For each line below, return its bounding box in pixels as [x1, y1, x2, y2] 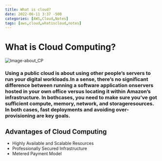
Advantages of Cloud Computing [5, 127, 107, 136]
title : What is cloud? [5, 7, 51, 12]
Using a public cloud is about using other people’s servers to [5, 70, 151, 77]
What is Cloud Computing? [5, 42, 116, 53]
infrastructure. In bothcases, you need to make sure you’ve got [5, 94, 157, 101]
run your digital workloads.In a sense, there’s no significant [5, 76, 148, 83]
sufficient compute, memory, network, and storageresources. [5, 100, 154, 107]
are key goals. [36, 112, 71, 119]
